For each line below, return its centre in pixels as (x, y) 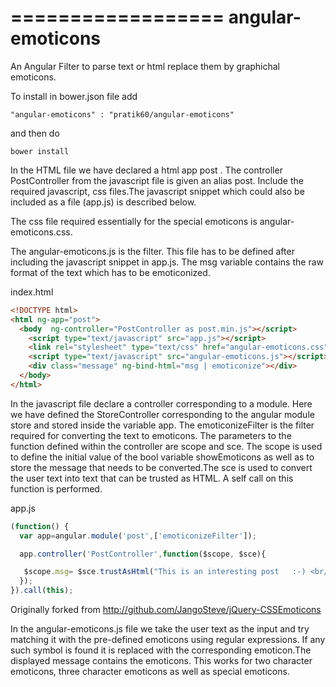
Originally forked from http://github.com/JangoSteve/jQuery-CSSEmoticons (166, 610)
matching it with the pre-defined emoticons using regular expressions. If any (168, 640)
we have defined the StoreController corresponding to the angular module (162, 414)
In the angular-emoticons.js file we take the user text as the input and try (160, 629)
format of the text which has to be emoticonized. (110, 272)
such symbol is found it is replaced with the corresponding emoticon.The (161, 650)
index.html (32, 292)
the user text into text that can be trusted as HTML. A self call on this (152, 478)
